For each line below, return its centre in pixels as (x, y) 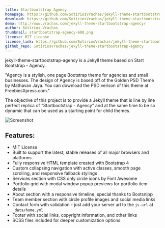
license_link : (20, 42)
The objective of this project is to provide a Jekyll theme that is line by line (80, 100)
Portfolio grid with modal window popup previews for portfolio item (80, 184)
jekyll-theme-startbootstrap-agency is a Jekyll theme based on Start (74, 60)
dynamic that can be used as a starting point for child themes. (68, 111)
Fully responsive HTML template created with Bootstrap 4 (70, 163)
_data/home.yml (28, 210)
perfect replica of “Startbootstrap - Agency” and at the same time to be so (80, 105)
